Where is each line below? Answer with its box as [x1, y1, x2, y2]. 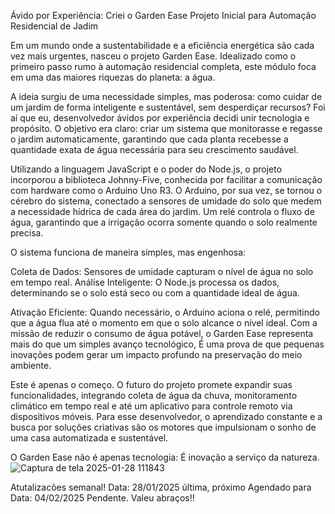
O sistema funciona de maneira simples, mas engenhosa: [10, 246, 247, 258]
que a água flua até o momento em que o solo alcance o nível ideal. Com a [10, 317, 318, 329]
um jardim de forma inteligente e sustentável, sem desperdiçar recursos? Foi [10, 101, 326, 113]
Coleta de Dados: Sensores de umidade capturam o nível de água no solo [10, 266, 314, 277]
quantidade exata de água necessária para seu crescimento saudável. [10, 144, 299, 155]
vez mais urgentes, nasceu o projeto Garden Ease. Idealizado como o [10, 50, 297, 62]
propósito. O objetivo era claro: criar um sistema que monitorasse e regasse [10, 123, 323, 134]
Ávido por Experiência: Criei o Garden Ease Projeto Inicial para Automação [10, 10, 317, 21]
